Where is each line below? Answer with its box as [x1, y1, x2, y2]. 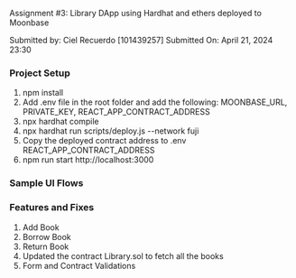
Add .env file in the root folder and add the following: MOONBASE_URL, [22, 97, 288, 107]
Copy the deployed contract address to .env [22, 135, 187, 146]
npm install [22, 88, 64, 98]
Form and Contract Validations [22, 260, 136, 271]
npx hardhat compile [22, 116, 99, 127]
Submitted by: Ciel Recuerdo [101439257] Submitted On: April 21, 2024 [9, 35, 273, 45]
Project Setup [9, 67, 70, 79]
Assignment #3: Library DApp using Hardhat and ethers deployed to [9, 8, 262, 18]
